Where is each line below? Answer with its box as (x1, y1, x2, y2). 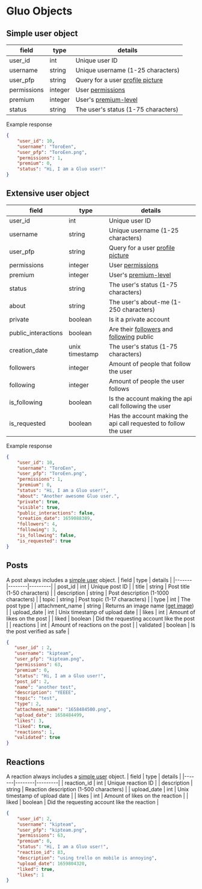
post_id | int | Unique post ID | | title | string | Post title (57, 583, 190, 590)
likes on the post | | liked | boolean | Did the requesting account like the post (6, 615, 195, 622)
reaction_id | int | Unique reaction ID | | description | (64, 779, 193, 786)
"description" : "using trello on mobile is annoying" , (17, 855, 158, 861)
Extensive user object (6, 188, 90, 198)
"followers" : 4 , (17, 521, 58, 527)
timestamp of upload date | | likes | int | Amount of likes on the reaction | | (6, 792, 189, 799)
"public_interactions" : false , (17, 510, 96, 516)
